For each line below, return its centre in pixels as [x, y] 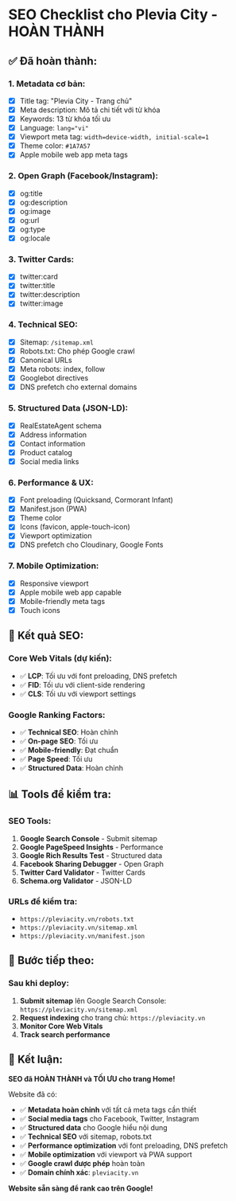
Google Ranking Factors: [57, 715]
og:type [33, 229]
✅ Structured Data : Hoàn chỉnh [71, 768]
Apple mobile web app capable [70, 592]
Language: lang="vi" [54, 128]
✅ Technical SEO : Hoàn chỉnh [69, 732]
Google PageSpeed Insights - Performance [91, 847]
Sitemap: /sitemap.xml [56, 342]
